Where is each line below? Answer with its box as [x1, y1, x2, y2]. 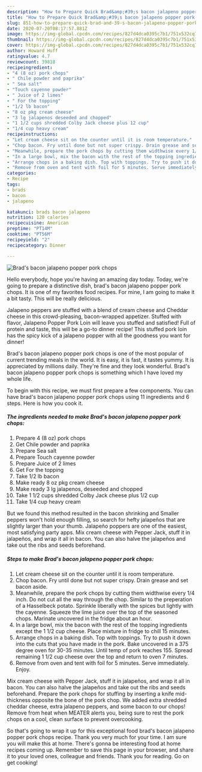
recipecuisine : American [7, 220, 69, 226]
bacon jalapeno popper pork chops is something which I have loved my [7, 369, 183, 376]
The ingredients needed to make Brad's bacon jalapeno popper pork [7, 413, 182, 420]
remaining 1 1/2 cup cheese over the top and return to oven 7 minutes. [15, 653, 188, 661]
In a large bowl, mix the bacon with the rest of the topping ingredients [15, 621, 188, 629]
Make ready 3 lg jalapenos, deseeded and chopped [15, 486, 143, 493]
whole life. [7, 375, 32, 382]
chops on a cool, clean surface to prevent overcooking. [7, 716, 143, 723]
